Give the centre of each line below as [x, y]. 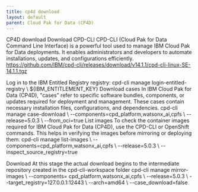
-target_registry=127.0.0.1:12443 [45, 182]
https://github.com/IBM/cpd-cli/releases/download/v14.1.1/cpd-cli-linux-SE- [98, 65]
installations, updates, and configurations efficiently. [70, 59]
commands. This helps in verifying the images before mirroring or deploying [99, 133]
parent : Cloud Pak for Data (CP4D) [50, 23]
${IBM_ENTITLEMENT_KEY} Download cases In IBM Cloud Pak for [111, 89]
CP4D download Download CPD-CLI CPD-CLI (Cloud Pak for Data [87, 40]
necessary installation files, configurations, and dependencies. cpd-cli [92, 108]
